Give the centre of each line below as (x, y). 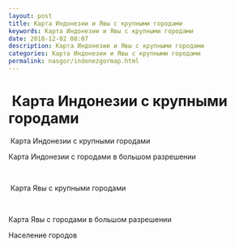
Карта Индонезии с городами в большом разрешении (102, 156)
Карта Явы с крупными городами (68, 188)
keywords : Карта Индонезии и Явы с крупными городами (101, 31)
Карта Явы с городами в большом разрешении (90, 219)
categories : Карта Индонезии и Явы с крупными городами (105, 53)
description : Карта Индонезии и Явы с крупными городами (107, 46)
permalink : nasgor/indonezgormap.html (74, 62)
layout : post (30, 16)
